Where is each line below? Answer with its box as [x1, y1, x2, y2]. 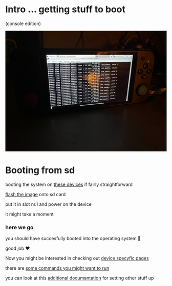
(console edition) [5, 20, 41, 27]
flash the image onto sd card [5, 191, 66, 197]
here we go [5, 224, 34, 231]
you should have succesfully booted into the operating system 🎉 [5, 235, 141, 242]
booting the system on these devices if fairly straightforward [5, 181, 133, 187]
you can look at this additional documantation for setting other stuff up [5, 275, 154, 281]
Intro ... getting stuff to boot [5, 4, 125, 15]
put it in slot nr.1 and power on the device [5, 201, 92, 207]
